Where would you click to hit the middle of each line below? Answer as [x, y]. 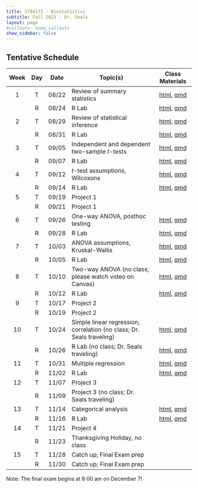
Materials [173, 81]
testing [81, 223]
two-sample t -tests [99, 151]
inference [85, 125]
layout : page [22, 22]
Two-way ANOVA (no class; [110, 269]
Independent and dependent [111, 144]
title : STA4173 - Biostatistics [46, 11]
